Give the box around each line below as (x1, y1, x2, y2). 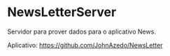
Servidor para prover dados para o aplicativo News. (7, 27, 156, 36)
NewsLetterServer (7, 4, 117, 20)
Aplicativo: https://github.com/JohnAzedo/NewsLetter (7, 41, 163, 49)
